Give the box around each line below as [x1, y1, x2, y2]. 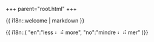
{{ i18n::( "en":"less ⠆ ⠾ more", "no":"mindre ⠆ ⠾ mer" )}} [5, 29, 149, 36]
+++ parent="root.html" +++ [5, 5, 77, 12]
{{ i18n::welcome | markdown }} [5, 17, 85, 24]
